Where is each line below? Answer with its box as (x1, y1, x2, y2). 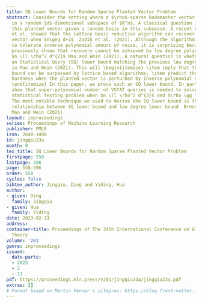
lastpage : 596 (6, 160, 42, 166)
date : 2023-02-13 (6, 215, 50, 221)
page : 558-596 (6, 165, 42, 171)
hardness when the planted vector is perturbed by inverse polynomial (11, 76, 192, 82)
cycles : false (6, 176, 42, 182)
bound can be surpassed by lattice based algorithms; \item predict (11, 70, 187, 76)
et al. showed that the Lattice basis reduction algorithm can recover (11, 31, 195, 37)
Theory (11, 232, 28, 238)
